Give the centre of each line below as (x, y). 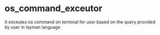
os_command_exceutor (54, 9)
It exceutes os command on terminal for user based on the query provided (80, 22)
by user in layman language (32, 27)
